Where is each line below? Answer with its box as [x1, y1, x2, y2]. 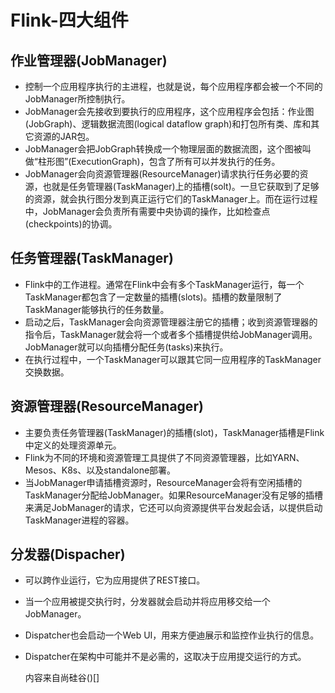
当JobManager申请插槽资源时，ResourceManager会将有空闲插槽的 [24, 476, 303, 488]
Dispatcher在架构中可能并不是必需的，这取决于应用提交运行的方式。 [24, 651, 307, 663]
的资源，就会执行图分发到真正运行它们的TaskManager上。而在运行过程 [24, 193, 318, 205]
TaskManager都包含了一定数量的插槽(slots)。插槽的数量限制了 [24, 291, 283, 303]
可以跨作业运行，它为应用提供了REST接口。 [24, 574, 206, 586]
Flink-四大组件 [10, 9, 129, 32]
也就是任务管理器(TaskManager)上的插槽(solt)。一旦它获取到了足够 [42, 181, 320, 192]
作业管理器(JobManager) [10, 52, 168, 69]
